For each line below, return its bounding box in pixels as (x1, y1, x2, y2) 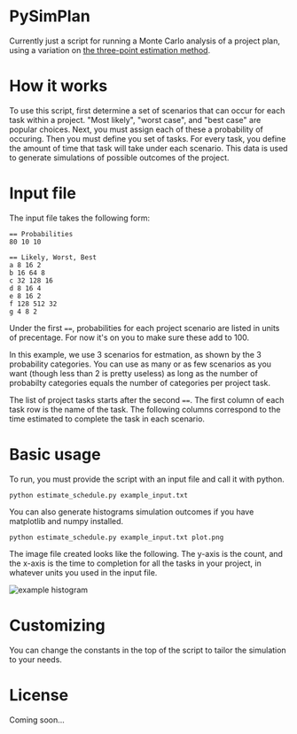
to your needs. (9, 653, 62, 665)
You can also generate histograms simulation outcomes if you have (9, 506, 254, 517)
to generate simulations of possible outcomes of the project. (9, 152, 230, 163)
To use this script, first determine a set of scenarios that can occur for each (9, 104, 285, 116)
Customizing (9, 615, 106, 635)
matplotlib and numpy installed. (9, 515, 124, 526)
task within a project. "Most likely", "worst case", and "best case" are (9, 114, 262, 125)
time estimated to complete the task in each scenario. (9, 413, 206, 424)
